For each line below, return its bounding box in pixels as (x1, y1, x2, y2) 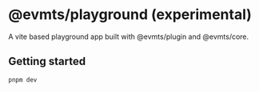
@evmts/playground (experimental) (8, 6, 252, 24)
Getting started (8, 55, 86, 68)
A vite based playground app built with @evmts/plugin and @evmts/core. (8, 32, 249, 41)
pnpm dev (8, 75, 38, 84)
